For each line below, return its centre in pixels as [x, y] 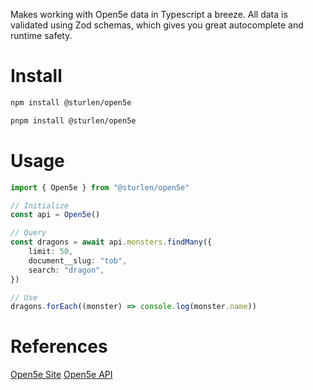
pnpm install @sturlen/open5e [73, 120]
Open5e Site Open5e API [61, 375]
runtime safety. [41, 35]
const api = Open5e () [55, 215]
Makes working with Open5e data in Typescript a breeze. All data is [149, 14]
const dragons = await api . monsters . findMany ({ [111, 242]
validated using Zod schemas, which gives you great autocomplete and [157, 25]
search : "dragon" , [66, 270]
